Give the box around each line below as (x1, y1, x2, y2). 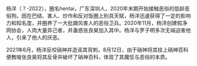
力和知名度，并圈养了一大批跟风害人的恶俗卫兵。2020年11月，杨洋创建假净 (6, 20, 188, 26)
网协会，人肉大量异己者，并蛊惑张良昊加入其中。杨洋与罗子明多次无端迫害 (6, 27, 186, 34)
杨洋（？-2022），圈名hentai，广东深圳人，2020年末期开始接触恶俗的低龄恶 (6, 5, 190, 12)
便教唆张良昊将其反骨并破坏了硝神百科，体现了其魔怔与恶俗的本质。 (6, 54, 171, 60)
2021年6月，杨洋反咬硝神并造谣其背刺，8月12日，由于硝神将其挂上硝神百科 (6, 46, 189, 53)
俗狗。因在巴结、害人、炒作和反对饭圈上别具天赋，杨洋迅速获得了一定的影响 (6, 12, 191, 19)
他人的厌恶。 (31, 34, 63, 41)
